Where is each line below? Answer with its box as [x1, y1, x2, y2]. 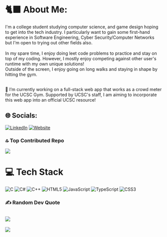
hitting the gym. [5, 71, 37, 77]
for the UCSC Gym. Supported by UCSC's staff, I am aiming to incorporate [5, 92, 157, 98]
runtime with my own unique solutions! [5, 61, 84, 67]
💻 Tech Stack [5, 166, 64, 178]
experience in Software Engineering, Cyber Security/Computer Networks [5, 34, 155, 40]
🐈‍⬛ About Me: [5, 4, 68, 15]
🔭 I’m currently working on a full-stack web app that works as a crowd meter [5, 86, 162, 92]
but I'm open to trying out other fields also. [5, 39, 93, 45]
